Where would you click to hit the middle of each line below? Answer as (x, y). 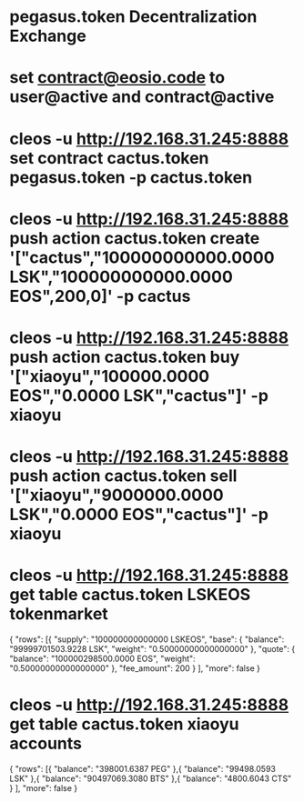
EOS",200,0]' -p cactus (100, 296)
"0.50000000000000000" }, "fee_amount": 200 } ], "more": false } (135, 668)
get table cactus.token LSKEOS (130, 595)
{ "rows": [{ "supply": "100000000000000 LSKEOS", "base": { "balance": (147, 639)
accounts (46, 744)
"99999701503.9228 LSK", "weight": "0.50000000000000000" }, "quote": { (152, 649)
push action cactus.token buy (125, 357)
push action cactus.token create (135, 238)
